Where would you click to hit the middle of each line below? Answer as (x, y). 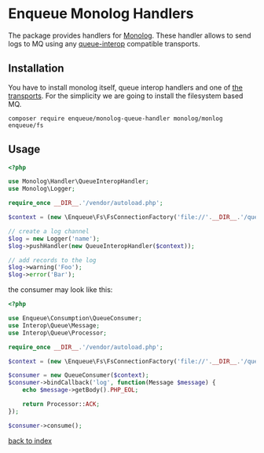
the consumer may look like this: (60, 290)
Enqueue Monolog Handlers (101, 14)
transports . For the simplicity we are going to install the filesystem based (126, 96)
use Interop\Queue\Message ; (54, 325)
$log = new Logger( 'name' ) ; (54, 239)
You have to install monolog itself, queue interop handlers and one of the (126, 87)
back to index (30, 440)
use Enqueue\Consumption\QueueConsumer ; (75, 319)
